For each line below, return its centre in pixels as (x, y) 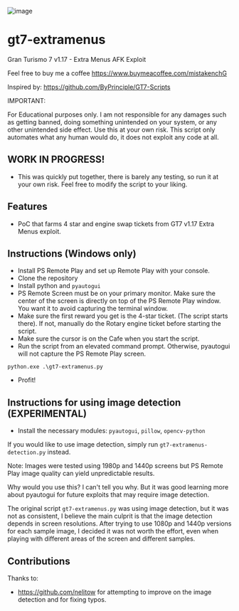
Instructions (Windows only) (72, 254)
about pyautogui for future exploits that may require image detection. (108, 495)
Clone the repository (48, 278)
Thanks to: (23, 578)
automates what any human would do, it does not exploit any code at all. (113, 137)
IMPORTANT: (27, 100)
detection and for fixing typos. (62, 600)
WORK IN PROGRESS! (56, 160)
